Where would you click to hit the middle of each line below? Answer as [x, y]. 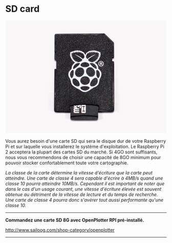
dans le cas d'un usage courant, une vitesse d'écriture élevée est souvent [83, 189]
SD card [23, 9]
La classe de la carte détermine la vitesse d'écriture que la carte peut [79, 173]
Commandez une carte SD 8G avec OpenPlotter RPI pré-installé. [75, 220]
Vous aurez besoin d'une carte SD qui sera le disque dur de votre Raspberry [86, 141]
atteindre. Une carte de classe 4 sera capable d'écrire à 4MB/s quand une [84, 178]
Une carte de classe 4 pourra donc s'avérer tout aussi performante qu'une [84, 200]
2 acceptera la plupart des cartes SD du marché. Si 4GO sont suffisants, [81, 152]
